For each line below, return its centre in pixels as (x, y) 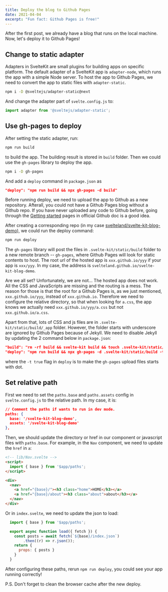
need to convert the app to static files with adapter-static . (65, 83)
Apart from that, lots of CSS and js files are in (52, 322)
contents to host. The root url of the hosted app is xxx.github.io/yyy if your (83, 260)
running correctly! (24, 574)
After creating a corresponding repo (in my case (55, 226)
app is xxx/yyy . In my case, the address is (48, 266)
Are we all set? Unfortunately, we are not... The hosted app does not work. (82, 281)
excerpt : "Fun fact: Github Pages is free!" (52, 19)
